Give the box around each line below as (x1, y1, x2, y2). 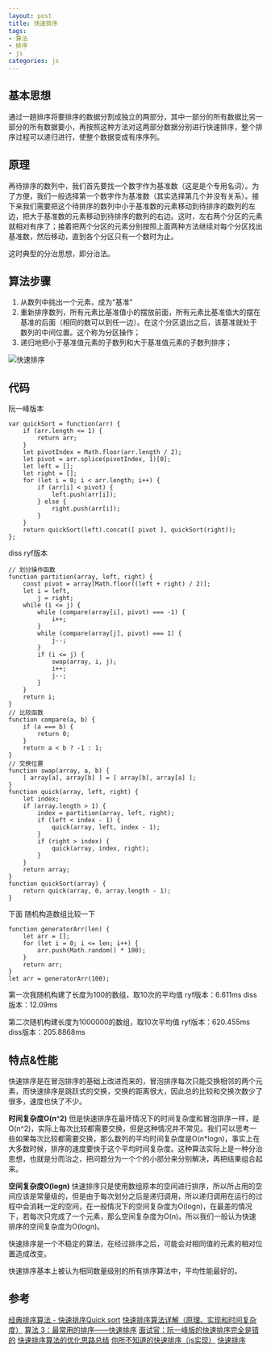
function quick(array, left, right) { (8, 788, 139, 796)
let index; (23, 795, 60, 804)
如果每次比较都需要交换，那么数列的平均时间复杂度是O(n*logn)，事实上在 (15, 1133, 261, 1143)
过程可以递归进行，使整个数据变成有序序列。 (15, 132, 164, 141)
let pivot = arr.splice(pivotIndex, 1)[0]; (23, 456, 172, 464)
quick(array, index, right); (51, 845, 150, 853)
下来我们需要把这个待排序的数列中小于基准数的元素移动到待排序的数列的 (8, 201, 248, 211)
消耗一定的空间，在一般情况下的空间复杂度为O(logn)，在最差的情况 (29, 1201, 252, 1211)
